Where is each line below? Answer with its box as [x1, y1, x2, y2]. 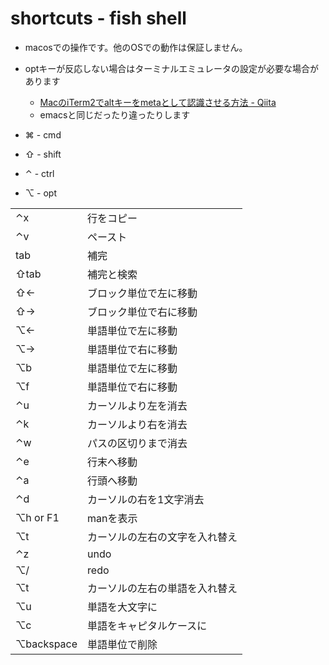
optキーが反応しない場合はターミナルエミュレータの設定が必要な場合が [24, 62, 320, 74]
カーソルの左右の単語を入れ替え [87, 581, 238, 595]
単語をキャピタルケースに [87, 618, 208, 632]
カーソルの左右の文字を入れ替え [87, 530, 238, 544]
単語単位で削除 [87, 637, 158, 651]
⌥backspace [15, 637, 78, 651]
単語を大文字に [87, 600, 158, 614]
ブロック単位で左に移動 [87, 286, 198, 300]
